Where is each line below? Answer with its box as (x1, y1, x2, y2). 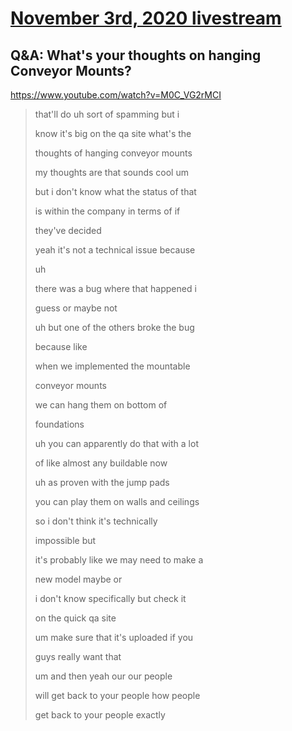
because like (34, 341, 88, 352)
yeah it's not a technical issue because (34, 244, 196, 256)
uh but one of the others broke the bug (34, 322, 195, 333)
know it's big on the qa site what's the (34, 128, 192, 139)
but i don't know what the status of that (34, 186, 197, 197)
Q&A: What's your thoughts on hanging (10, 47, 262, 64)
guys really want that (34, 651, 122, 662)
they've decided (34, 225, 102, 236)
